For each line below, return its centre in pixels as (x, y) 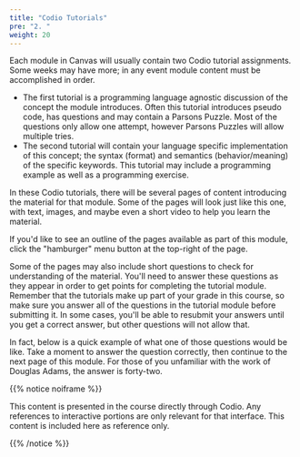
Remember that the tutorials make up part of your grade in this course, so (147, 296)
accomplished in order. (52, 80)
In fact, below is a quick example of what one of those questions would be (149, 342)
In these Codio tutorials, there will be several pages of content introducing (148, 193)
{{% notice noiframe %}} (56, 389)
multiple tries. (48, 137)
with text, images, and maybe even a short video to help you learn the (140, 212)
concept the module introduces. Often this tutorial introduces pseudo (152, 107)
